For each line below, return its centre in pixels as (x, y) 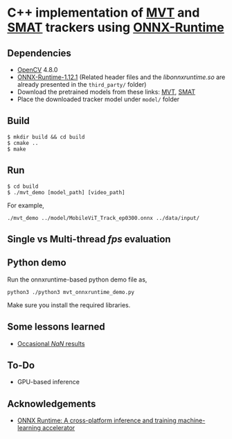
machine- (191, 420)
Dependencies (39, 53)
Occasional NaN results (51, 343)
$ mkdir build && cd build (46, 137)
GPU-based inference (48, 382)
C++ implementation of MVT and (104, 13)
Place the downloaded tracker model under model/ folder (98, 99)
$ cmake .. (23, 143)
